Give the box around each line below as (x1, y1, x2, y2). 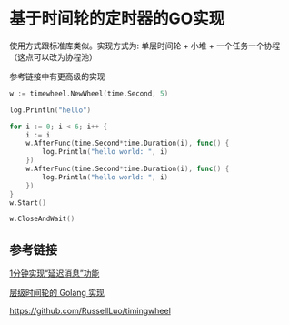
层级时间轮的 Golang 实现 (9, 288, 105, 299)
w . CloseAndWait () (9, 215, 75, 224)
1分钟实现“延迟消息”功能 (9, 268, 100, 279)
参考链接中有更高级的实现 (9, 70, 105, 82)
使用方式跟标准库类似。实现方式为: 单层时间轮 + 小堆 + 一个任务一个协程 (9, 40, 281, 51)
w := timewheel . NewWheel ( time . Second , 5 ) (9, 88, 169, 98)
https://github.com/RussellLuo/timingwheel (9, 306, 171, 317)
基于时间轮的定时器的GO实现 (9, 8, 225, 29)
